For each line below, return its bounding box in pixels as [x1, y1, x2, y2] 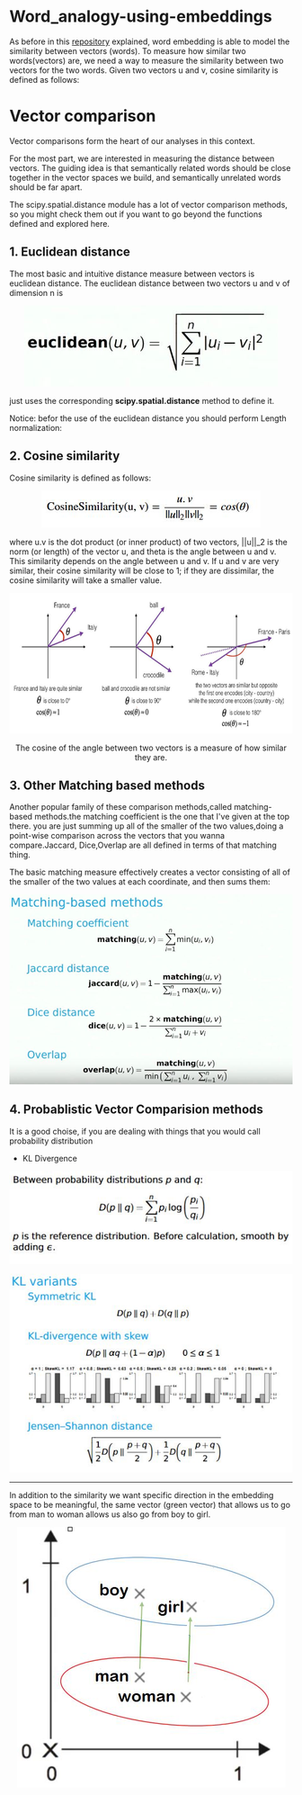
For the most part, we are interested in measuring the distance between [9, 153, 275, 164]
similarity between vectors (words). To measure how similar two [9, 45, 246, 56]
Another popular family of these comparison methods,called [9, 802, 232, 812]
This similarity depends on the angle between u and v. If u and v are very [9, 555, 280, 566]
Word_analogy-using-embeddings [9, 6, 272, 27]
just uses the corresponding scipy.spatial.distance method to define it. [9, 395, 275, 406]
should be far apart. [9, 182, 83, 193]
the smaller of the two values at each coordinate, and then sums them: [9, 876, 271, 887]
